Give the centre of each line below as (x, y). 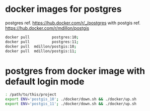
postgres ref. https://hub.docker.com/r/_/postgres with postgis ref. (73, 23)
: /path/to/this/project (31, 95)
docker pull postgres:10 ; (42, 37)
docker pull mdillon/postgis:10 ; (41, 46)
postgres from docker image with (75, 71)
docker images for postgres (63, 9)
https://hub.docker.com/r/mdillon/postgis (47, 28)
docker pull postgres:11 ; (42, 42)
